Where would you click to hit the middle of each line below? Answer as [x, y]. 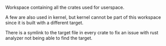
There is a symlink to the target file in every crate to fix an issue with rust [82, 32]
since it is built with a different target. [44, 23]
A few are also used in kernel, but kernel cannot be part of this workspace [83, 17]
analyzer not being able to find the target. [49, 38]
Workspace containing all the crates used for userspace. [65, 7]
